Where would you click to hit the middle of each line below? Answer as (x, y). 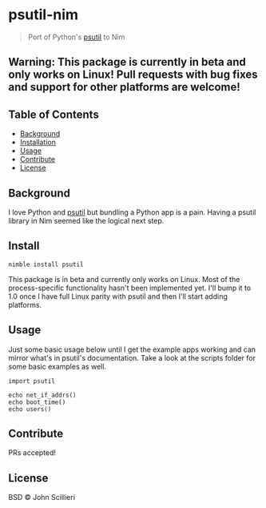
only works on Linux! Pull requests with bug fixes (133, 75)
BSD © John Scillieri (42, 498)
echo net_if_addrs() (43, 395)
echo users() (30, 409)
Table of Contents (54, 114)
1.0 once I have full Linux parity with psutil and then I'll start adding (118, 296)
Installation (38, 143)
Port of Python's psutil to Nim (76, 37)
